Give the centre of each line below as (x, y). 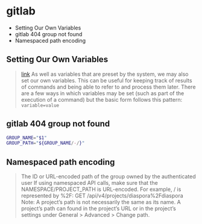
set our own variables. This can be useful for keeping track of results (106, 80)
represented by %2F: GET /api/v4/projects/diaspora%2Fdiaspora (102, 196)
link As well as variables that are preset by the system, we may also (105, 74)
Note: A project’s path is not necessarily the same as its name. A (101, 202)
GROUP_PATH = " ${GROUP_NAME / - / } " (46, 143)
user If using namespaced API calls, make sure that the (89, 183)
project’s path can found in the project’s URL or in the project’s (98, 208)
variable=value (40, 105)
